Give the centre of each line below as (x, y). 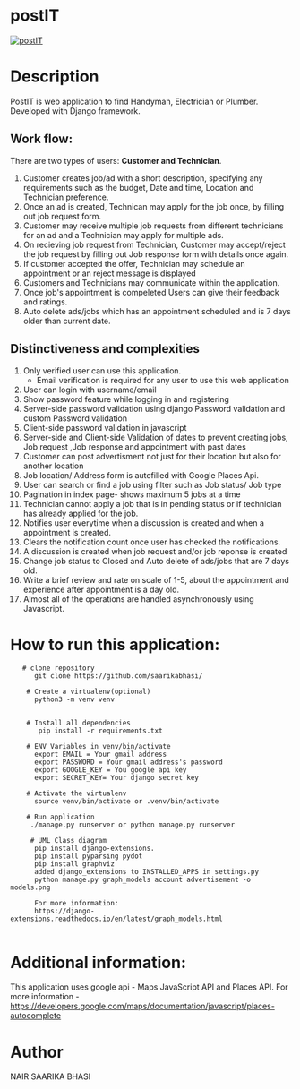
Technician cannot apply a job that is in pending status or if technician (152, 503)
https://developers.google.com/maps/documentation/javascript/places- (143, 1006)
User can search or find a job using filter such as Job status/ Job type (152, 484)
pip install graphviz (74, 864)
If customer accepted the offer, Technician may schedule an (134, 263)
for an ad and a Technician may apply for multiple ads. (123, 235)
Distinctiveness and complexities (105, 349)
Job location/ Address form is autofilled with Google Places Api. (141, 475)
